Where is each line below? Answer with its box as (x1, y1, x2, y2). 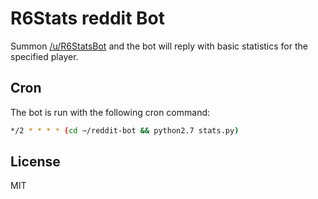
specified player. (10, 50, 79, 62)
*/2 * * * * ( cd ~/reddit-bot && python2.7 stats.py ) (10, 125, 240, 136)
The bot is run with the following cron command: (10, 106, 211, 118)
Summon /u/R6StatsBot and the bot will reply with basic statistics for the (10, 40, 308, 52)
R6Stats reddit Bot (10, 7, 166, 30)
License (10, 153, 61, 171)
